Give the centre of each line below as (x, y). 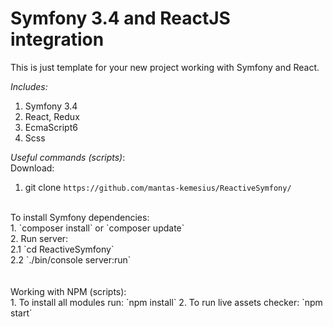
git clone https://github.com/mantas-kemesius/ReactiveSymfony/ (158, 187)
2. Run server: (39, 238)
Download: (32, 168)
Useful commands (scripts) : (68, 157)
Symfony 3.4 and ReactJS (120, 18)
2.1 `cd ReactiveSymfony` (62, 249)
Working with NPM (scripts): (68, 291)
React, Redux (52, 116)
